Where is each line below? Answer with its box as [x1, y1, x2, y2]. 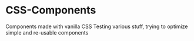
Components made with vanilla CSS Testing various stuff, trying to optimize [5, 23, 188, 30]
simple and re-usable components [5, 29, 89, 36]
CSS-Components [5, 4, 96, 17]
